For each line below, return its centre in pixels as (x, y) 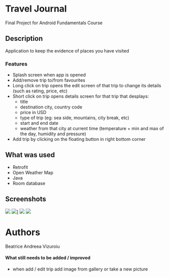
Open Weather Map (33, 173)
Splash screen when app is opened (49, 75)
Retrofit (20, 167)
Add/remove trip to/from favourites (49, 80)
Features (16, 64)
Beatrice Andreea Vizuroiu (33, 246)
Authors (23, 232)
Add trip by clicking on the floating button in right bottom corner (79, 139)
